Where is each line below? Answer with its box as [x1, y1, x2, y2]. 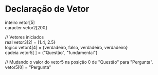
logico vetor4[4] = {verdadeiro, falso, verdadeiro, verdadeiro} [5, 44, 128, 50]
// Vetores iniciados [5, 34, 44, 40]
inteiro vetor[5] [5, 19, 35, 25]
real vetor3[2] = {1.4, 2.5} [5, 39, 56, 45]
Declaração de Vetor [5, 3, 89, 15]
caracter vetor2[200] [5, 24, 47, 30]
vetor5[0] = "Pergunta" [5, 64, 52, 70]
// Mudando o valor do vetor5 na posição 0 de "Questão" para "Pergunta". [5, 59, 154, 65]
